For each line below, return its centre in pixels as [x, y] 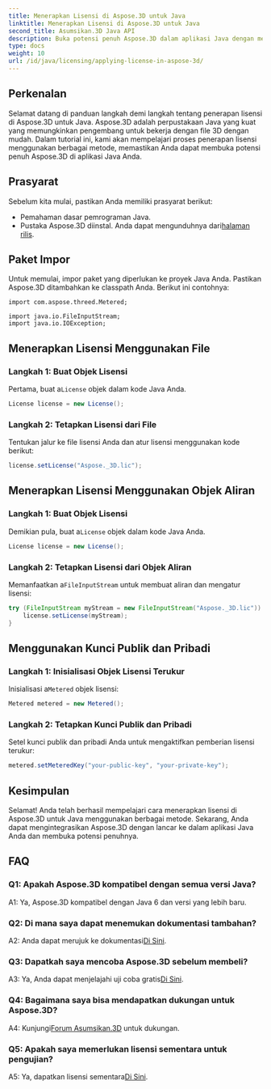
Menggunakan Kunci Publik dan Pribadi [110, 648]
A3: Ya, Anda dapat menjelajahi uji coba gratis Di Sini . [96, 979]
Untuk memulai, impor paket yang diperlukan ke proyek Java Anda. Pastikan [135, 279]
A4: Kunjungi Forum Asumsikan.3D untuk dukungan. [94, 1028]
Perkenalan [38, 94]
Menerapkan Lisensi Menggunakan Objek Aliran [132, 491]
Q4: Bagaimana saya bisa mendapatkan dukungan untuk [122, 1000]
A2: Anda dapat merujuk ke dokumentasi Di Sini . [88, 941]
